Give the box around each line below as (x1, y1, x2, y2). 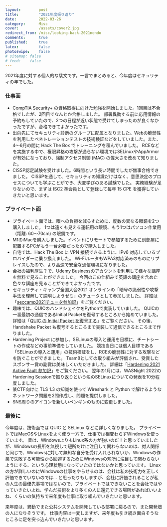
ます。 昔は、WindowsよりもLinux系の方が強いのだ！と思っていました (13, 437, 159, 443)
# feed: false (5, 58, 41, 63)
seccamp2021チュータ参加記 (16, 299, 76, 305)
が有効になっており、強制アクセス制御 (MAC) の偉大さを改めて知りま (12, 155, 155, 161)
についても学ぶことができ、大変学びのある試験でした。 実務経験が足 (21, 179, 162, 185)
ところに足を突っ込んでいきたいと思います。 (5, 517, 96, 523)
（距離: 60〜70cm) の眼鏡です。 (12, 230, 78, 236)
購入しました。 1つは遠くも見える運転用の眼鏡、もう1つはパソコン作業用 (12, 224, 162, 230)
